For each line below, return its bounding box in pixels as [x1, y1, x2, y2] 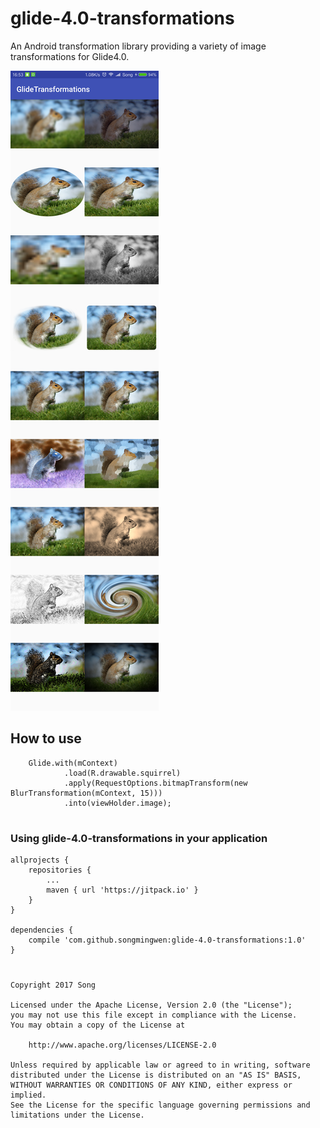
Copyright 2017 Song [10, 980, 97, 990]
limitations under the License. [10, 1110, 145, 1120]
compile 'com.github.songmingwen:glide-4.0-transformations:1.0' [28, 935, 307, 946]
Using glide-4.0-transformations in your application [10, 831, 268, 845]
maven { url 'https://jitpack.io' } [46, 885, 199, 896]
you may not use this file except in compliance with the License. [10, 1010, 298, 1020]
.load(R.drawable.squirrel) [63, 768, 182, 778]
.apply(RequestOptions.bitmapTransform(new [63, 778, 248, 788]
